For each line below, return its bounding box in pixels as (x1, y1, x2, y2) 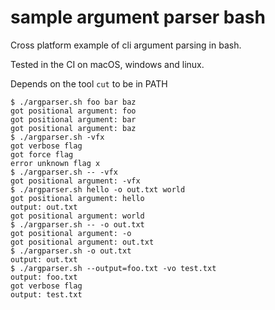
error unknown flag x (10, 158, 101, 168)
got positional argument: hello (10, 193, 145, 203)
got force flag (10, 149, 74, 160)
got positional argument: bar (10, 114, 137, 125)
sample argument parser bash (10, 6, 266, 29)
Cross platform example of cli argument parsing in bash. (10, 39, 242, 51)
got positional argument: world (10, 211, 145, 221)
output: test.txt (10, 289, 83, 300)
